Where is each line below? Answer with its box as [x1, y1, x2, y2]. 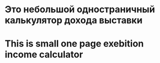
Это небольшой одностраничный [5, 4, 155, 15]
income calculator [5, 49, 83, 60]
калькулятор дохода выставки [5, 14, 143, 26]
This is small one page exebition [5, 38, 144, 50]
